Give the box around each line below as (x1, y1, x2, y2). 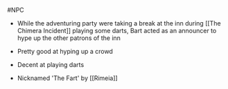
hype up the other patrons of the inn (17, 34, 121, 42)
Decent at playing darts (17, 61, 85, 68)
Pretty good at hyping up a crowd (17, 48, 113, 55)
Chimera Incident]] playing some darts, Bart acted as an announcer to (17, 27, 217, 34)
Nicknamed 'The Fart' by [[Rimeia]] (17, 74, 118, 82)
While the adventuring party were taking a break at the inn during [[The (17, 19, 221, 27)
